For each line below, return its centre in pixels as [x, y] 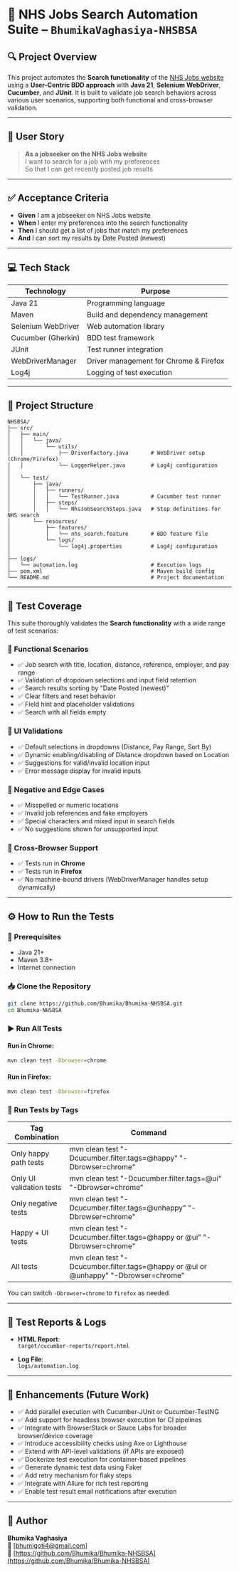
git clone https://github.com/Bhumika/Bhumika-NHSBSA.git [95, 1004]
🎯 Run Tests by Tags [43, 1109]
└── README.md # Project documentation [116, 578]
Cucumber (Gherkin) [46, 338]
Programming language [126, 303]
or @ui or [192, 1267]
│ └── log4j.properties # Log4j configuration [113, 547]
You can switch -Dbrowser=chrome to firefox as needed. [89, 1293]
